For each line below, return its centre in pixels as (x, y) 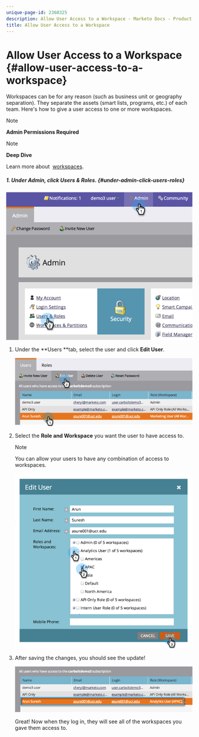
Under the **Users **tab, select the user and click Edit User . (89, 349)
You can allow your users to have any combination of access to (92, 459)
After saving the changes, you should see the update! (80, 658)
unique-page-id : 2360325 (37, 12)
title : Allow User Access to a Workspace (58, 25)
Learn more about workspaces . (45, 166)
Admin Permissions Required (43, 132)
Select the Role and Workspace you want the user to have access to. (99, 435)
